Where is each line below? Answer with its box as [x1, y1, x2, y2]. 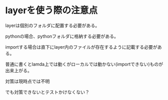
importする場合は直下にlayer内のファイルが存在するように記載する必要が [5, 44, 158, 50]
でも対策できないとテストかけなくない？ [5, 89, 90, 95]
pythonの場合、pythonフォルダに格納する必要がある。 [5, 33, 119, 39]
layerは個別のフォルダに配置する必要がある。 [5, 22, 100, 28]
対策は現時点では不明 [5, 78, 50, 84]
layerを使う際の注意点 [5, 5, 98, 16]
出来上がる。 [5, 67, 32, 74]
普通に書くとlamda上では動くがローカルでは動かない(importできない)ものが [5, 61, 163, 67]
